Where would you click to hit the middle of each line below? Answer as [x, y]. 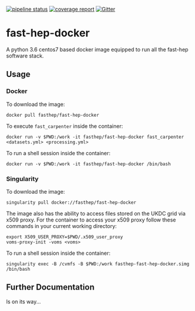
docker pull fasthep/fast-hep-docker [53, 115]
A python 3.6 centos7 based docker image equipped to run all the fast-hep [97, 49]
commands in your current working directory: [62, 226]
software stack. [25, 56]
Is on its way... [24, 302]
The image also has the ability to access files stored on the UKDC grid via [96, 213]
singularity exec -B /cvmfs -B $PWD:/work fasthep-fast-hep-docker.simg [98, 264]
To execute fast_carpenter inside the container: [65, 126]
